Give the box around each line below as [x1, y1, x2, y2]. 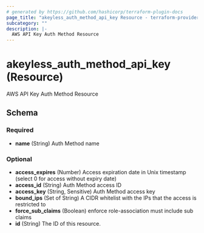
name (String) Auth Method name [15, 140, 100, 147]
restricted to [15, 201, 46, 208]
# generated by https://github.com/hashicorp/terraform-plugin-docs [6, 8, 183, 15]
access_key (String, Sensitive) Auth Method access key [15, 188, 156, 195]
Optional [6, 155, 32, 163]
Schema [6, 108, 38, 118]
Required [6, 126, 34, 134]
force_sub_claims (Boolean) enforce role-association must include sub [15, 207, 194, 215]
